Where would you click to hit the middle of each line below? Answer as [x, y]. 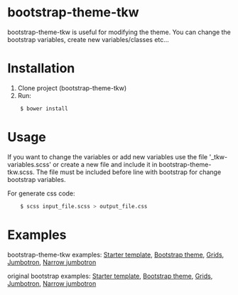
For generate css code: [42, 193]
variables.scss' [29, 164]
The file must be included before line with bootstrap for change [129, 172]
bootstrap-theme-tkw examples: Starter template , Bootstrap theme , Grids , [116, 254]
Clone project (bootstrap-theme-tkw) [72, 88]
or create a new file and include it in [105, 164]
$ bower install [44, 108]
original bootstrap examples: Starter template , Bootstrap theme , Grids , [110, 276]
